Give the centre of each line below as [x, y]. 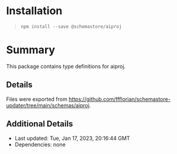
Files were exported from [37, 99]
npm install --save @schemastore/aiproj [71, 27]
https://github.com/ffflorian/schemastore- [119, 99]
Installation [34, 11]
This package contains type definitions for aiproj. [66, 66]
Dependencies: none [40, 144]
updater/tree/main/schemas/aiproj [48, 105]
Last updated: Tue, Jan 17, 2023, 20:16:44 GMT [72, 138]
